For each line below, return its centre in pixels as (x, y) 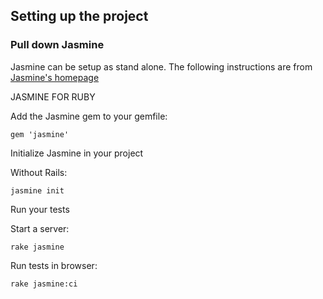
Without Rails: (39, 172)
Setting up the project (79, 16)
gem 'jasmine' (40, 134)
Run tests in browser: (54, 265)
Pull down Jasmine (57, 45)
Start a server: (40, 228)
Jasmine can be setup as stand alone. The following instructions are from (161, 66)
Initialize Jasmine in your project (77, 153)
